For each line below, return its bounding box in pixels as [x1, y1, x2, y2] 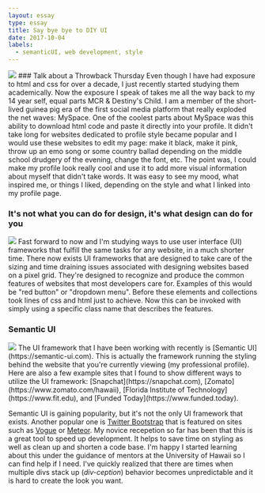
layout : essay [8, 11, 55, 20]
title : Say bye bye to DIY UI [8, 26, 108, 34]
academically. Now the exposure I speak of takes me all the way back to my [8, 88, 256, 97]
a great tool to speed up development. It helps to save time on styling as [8, 434, 244, 443]
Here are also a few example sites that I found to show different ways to [8, 368, 242, 378]
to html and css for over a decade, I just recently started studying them [8, 80, 240, 88]
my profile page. [8, 189, 62, 198]
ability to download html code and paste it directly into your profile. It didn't [8, 122, 253, 130]
